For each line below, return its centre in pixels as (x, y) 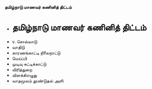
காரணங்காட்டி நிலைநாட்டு (36, 53)
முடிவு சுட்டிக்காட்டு (29, 64)
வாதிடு (18, 47)
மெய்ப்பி (19, 58)
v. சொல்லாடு (25, 41)
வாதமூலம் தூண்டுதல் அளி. (38, 81)
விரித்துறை (22, 70)
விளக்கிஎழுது (24, 75)
